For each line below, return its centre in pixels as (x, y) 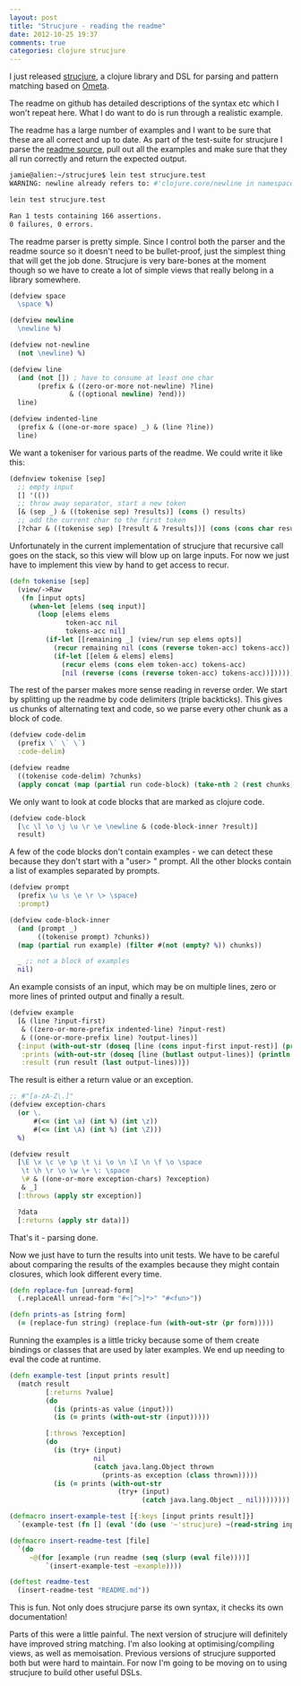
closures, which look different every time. (86, 1274)
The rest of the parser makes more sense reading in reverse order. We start (149, 690)
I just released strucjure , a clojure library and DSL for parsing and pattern (144, 76)
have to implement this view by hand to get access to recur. (120, 565)
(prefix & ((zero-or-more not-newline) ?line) (126, 386)
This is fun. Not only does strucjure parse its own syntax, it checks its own (146, 1608)
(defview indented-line (54, 419)
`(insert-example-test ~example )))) (113, 1566)
